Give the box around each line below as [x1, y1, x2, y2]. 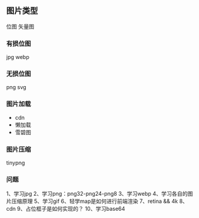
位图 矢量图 [6, 23, 34, 30]
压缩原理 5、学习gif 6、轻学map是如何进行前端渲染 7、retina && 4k [11, 198, 179, 205]
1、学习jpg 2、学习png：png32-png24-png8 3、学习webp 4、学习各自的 [6, 190, 188, 198]
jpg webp [6, 54, 29, 61]
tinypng [6, 159, 25, 166]
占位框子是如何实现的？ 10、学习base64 [25, 205, 125, 213]
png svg [6, 84, 26, 91]
